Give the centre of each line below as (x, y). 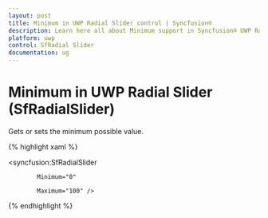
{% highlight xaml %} (43, 147)
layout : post (30, 16)
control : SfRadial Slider (51, 46)
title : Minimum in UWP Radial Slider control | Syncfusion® (110, 23)
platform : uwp (32, 38)
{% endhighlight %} (41, 205)
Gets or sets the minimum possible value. (76, 131)
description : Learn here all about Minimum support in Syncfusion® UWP (130, 30)
